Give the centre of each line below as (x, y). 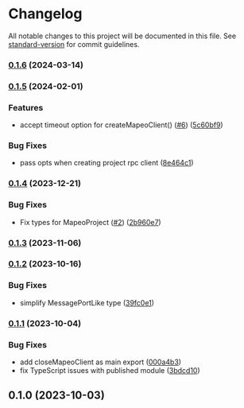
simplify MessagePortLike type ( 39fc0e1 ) (87, 302)
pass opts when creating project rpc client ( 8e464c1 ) (107, 163)
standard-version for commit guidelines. (74, 44)
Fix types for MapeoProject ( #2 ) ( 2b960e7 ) (90, 222)
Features (26, 107)
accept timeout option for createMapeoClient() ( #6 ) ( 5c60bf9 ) (122, 125)
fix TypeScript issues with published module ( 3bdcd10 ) (110, 370)
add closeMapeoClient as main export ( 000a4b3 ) (100, 362)
